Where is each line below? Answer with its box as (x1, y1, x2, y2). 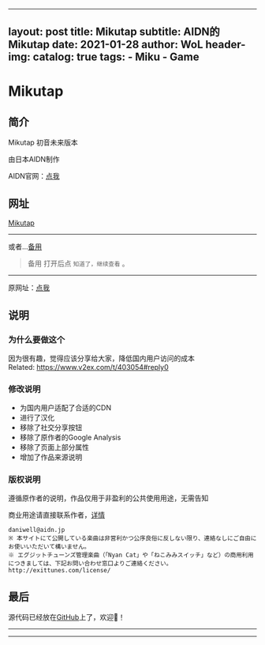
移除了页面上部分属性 (19, 443, 89, 452)
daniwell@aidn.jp (8, 526, 65, 534)
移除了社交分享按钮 (19, 423, 83, 432)
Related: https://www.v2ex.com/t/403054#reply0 (8, 362, 170, 372)
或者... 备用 (8, 242, 43, 251)
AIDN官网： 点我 (8, 172, 61, 181)
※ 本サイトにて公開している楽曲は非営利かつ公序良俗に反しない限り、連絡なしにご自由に (8, 534, 257, 542)
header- (205, 38, 246, 51)
